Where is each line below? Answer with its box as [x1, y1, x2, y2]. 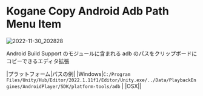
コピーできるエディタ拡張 [6, 57, 70, 64]
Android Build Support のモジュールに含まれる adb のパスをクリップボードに [6, 50, 198, 57]
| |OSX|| [121, 82, 142, 89]
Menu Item [6, 17, 62, 31]
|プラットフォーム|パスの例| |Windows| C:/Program [6, 70, 131, 77]
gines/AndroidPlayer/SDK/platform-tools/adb [6, 83, 121, 89]
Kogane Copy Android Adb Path [6, 4, 170, 18]
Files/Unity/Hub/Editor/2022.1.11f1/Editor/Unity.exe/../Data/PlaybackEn [6, 77, 197, 83]
